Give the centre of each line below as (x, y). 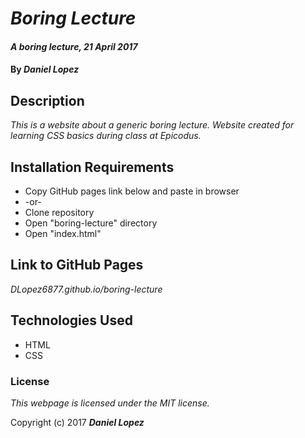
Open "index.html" (63, 233)
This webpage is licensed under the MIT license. (110, 403)
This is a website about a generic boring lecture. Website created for (152, 125)
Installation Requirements (92, 167)
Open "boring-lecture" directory (91, 223)
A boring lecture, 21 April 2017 (74, 46)
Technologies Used (71, 320)
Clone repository (59, 212)
